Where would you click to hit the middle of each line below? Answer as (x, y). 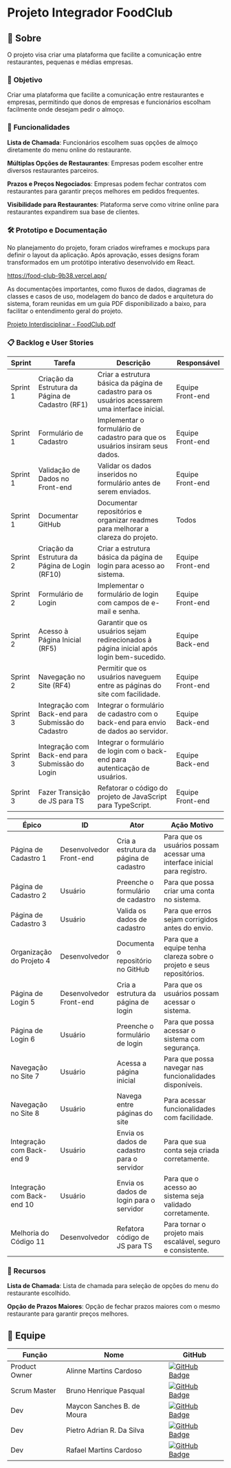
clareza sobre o (189, 957)
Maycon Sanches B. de (103, 1406)
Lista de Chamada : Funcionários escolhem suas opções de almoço (102, 142)
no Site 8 (25, 1113)
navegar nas (184, 1068)
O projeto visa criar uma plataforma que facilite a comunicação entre (104, 54)
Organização (31, 952)
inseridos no (117, 475)
